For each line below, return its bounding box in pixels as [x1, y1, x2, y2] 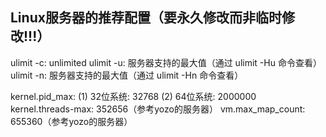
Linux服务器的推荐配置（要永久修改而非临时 [10, 9, 282, 27]
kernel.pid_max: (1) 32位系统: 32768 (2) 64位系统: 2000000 [10, 90, 257, 102]
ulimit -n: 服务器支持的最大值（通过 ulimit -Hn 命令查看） [10, 69, 244, 81]
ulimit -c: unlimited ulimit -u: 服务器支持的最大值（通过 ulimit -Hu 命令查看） [10, 56, 322, 68]
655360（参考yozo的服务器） [10, 115, 133, 127]
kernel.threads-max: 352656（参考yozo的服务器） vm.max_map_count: [10, 103, 306, 115]
